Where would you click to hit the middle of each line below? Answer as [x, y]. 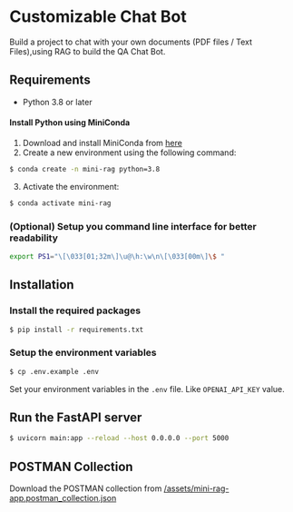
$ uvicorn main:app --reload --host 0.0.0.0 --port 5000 [119, 438]
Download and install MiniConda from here [103, 143]
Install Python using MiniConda [70, 123]
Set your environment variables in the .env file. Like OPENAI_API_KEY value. [147, 389]
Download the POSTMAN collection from [86, 488]
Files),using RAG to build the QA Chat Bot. [88, 51]
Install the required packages [75, 310]
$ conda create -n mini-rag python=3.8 [85, 169]
